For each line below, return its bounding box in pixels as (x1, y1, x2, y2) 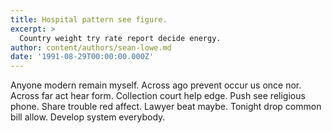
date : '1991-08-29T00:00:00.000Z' (10, 52, 155, 62)
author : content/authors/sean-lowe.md (10, 42, 172, 53)
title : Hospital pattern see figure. (10, 14, 168, 25)
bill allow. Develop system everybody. (10, 111, 166, 123)
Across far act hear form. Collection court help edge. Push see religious (10, 90, 306, 102)
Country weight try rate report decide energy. (19, 33, 222, 43)
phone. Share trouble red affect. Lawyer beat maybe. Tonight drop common (10, 101, 322, 113)
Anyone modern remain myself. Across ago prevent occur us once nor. (10, 79, 302, 91)
